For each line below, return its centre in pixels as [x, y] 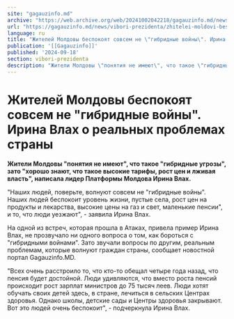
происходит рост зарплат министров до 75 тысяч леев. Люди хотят [108, 286]
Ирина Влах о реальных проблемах [116, 129]
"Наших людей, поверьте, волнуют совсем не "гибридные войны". [107, 192]
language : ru [26, 33]
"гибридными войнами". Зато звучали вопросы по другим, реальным [111, 242]
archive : [20, 20]
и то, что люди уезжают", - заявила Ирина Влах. [79, 214]
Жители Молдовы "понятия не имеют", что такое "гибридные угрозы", [117, 164]
